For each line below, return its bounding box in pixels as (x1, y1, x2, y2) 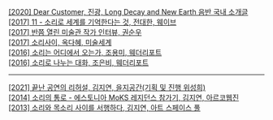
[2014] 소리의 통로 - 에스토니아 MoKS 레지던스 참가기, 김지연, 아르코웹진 (8, 92, 240, 102)
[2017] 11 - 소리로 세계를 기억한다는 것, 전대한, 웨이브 (8, 17, 177, 27)
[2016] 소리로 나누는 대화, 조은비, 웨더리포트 (8, 58, 149, 67)
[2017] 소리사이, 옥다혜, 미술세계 (8, 37, 112, 47)
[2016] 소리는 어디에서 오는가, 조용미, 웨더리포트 (8, 48, 162, 57)
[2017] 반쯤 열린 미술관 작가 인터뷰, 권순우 (8, 28, 142, 36)
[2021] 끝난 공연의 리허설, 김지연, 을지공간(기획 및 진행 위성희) (8, 83, 206, 92)
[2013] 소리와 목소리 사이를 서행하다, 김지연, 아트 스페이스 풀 (8, 103, 201, 112)
